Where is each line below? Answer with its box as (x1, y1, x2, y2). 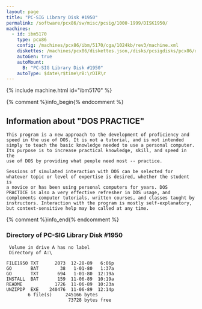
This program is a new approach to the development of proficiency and (6, 132, 189, 138)
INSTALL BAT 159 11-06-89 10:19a (6, 276, 114, 283)
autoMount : (17, 59, 44, 65)
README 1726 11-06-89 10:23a (6, 281, 114, 287)
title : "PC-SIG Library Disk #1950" (6, 14, 98, 20)
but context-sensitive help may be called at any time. (6, 206, 149, 212)
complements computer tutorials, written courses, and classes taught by (6, 195, 195, 201)
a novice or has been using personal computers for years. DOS (6, 185, 168, 191)
